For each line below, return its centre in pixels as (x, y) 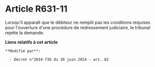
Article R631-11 (36, 9)
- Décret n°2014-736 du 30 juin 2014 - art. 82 (59, 59)
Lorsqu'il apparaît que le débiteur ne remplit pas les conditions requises (78, 22)
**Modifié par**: (23, 51)
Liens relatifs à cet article (31, 42)
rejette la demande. (25, 33)
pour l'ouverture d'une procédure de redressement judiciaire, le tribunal (78, 27)
